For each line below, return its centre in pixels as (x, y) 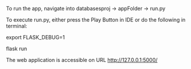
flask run (17, 49)
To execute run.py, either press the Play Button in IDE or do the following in (96, 20)
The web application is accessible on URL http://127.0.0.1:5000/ (82, 60)
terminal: (17, 26)
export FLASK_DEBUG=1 (36, 37)
